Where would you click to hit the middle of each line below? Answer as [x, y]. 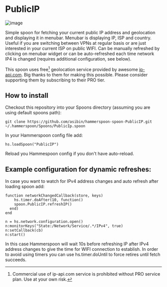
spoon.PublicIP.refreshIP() [43, 205]
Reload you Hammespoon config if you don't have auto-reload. [70, 154]
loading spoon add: [25, 187]
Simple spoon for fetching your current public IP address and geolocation [80, 32]
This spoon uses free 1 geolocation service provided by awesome [72, 69]
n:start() [15, 235]
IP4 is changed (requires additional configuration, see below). [68, 59]
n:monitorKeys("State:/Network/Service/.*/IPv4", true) [64, 226]
